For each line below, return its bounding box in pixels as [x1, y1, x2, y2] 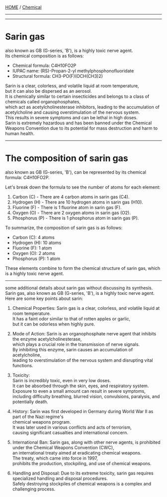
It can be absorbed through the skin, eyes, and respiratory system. [12, 383, 149, 389]
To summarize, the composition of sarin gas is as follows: [5, 225, 123, 231]
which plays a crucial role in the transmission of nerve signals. [12, 341, 140, 347]
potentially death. [12, 399, 48, 405]
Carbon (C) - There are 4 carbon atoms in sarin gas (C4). [12, 194, 130, 200]
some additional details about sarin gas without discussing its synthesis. [5, 284, 153, 291]
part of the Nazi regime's [12, 414, 64, 420]
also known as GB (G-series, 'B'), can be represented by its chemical [5, 169, 147, 175]
